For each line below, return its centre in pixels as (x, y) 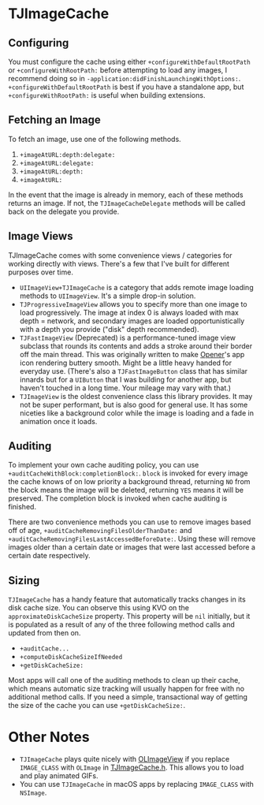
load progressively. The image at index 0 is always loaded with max (129, 312)
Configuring (39, 43)
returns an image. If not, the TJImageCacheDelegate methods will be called (127, 203)
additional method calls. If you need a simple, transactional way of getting (128, 697)
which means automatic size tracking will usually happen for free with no (126, 689)
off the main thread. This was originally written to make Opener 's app (132, 354)
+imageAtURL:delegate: (57, 163)
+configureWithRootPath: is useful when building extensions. (107, 95)
